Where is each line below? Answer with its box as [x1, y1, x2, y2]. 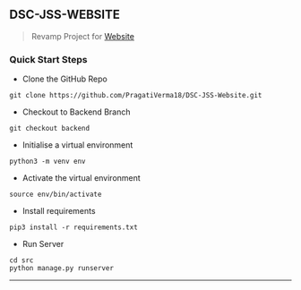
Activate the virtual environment [21, 173, 141, 183]
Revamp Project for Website [30, 30, 134, 41]
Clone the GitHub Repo [21, 73, 107, 84]
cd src [9, 256, 34, 265]
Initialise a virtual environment [21, 140, 133, 150]
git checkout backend [9, 124, 90, 133]
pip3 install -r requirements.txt [9, 223, 139, 232]
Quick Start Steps [9, 53, 88, 65]
